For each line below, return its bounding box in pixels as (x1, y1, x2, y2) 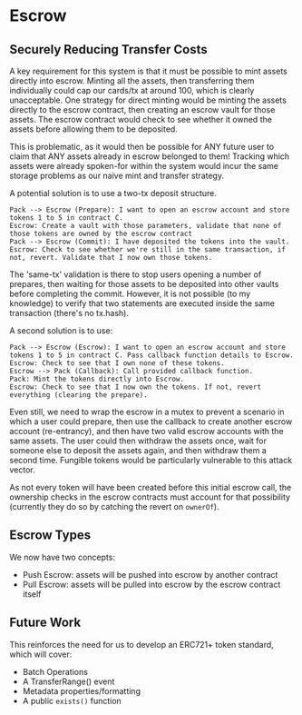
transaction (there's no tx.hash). (9, 308, 130, 318)
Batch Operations (22, 666, 89, 677)
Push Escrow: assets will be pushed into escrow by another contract (22, 569, 278, 580)
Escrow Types (9, 528, 92, 543)
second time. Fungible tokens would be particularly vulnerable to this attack (9, 455, 293, 465)
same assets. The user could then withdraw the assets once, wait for (9, 435, 268, 446)
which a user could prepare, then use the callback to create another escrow (9, 416, 293, 427)
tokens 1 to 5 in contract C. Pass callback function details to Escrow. (9, 351, 295, 360)
